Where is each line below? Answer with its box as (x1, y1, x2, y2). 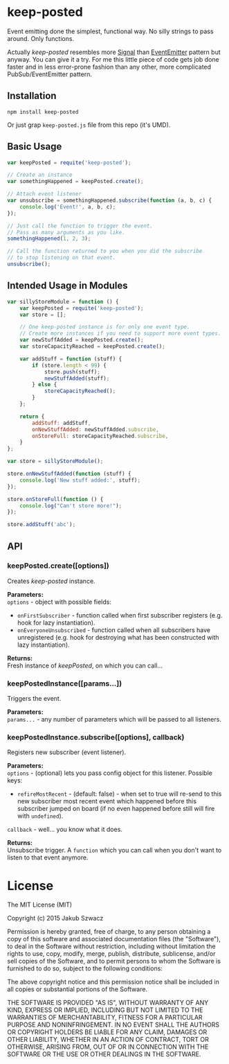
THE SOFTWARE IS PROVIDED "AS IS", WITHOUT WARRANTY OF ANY (7, 999, 209, 1007)
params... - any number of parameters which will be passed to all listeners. (7, 715, 221, 724)
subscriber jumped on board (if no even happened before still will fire (17, 805, 215, 813)
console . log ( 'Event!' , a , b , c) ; (19, 203, 116, 210)
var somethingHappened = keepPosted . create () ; (7, 178, 144, 185)
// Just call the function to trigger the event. (7, 223, 154, 229)
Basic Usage (7, 141, 62, 152)
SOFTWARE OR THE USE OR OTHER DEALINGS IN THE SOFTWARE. (7, 1050, 201, 1058)
